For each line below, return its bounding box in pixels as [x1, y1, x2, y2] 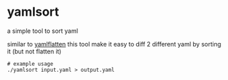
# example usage [7, 60, 53, 67]
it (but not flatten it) [7, 47, 62, 55]
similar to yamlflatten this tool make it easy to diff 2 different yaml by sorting [7, 40, 221, 48]
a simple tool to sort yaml [7, 27, 79, 35]
